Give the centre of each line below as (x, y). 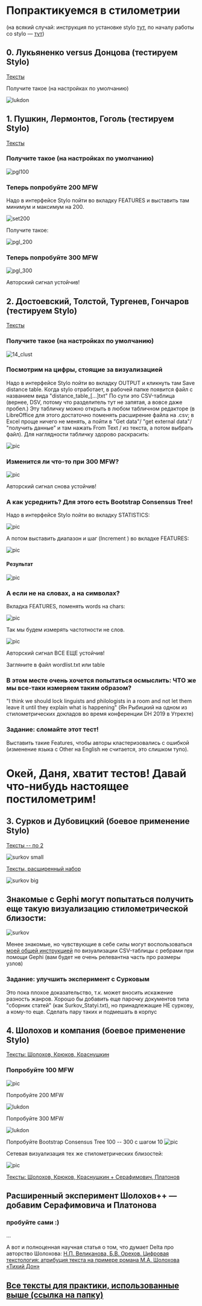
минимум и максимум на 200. (45, 207)
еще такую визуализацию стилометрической (97, 909)
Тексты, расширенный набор (44, 868)
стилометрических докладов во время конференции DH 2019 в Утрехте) (100, 714)
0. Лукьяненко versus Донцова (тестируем (92, 53)
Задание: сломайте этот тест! (52, 730)
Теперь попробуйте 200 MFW (52, 187)
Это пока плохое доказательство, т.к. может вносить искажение (90, 992)
